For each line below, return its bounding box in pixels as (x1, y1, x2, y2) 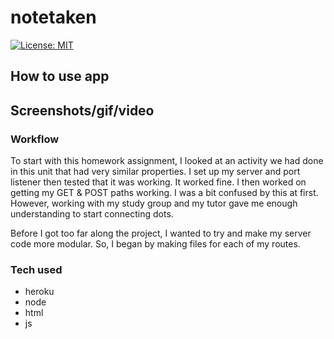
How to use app (10, 68, 110, 85)
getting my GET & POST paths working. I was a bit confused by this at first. (10, 187, 319, 199)
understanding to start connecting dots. (10, 208, 174, 220)
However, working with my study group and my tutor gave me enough (10, 197, 298, 210)
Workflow (10, 132, 60, 146)
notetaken (10, 6, 97, 29)
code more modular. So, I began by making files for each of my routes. (10, 238, 301, 250)
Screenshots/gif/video (10, 102, 155, 119)
